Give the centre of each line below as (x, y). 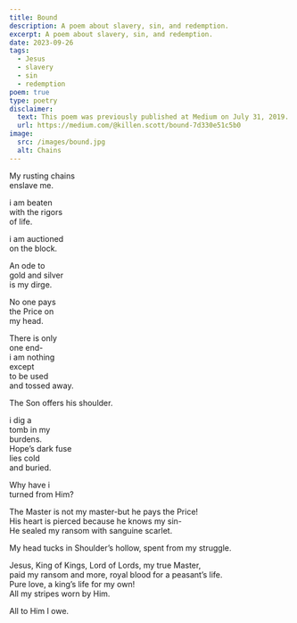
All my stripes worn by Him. (60, 594)
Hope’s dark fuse (41, 448)
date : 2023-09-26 (41, 42)
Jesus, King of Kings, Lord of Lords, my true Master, (105, 565)
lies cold (25, 458)
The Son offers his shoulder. (61, 403)
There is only (33, 338)
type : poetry (33, 100)
